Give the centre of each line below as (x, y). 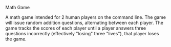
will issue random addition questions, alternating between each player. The (84, 23)
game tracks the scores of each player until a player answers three (76, 28)
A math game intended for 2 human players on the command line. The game (86, 17)
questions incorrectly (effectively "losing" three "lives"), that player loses (82, 33)
